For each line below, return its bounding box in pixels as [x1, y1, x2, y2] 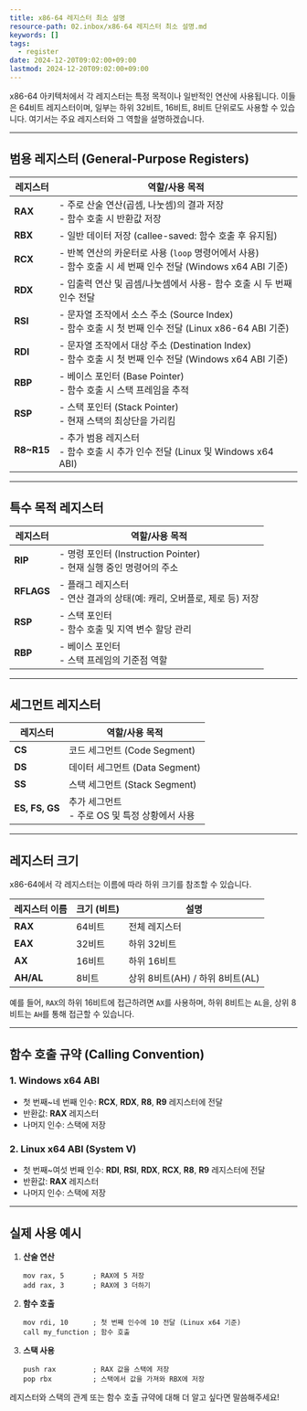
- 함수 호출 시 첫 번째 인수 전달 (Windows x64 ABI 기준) [58, 353, 289, 366]
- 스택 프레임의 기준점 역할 [58, 653, 168, 666]
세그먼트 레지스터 [9, 696, 101, 713]
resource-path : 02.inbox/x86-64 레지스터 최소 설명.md [9, 22, 207, 31]
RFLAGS [14, 584, 50, 597]
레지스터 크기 [9, 853, 79, 868]
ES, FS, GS [14, 801, 60, 814]
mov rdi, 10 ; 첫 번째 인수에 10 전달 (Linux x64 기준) [22, 1318, 242, 1327]
